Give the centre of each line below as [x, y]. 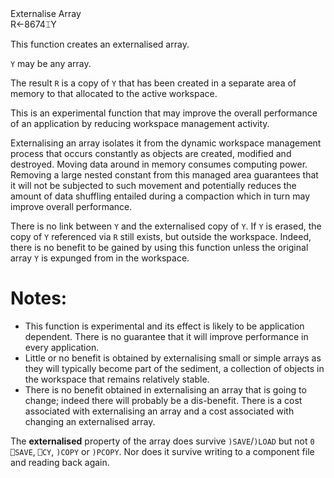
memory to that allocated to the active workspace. [114, 93]
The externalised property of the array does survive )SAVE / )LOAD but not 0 [162, 441]
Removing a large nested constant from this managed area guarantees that [164, 175]
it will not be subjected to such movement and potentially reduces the [153, 185]
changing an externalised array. [90, 421]
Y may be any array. [51, 63]
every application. [62, 347]
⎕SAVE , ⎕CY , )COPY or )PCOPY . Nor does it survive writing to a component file [162, 451]
